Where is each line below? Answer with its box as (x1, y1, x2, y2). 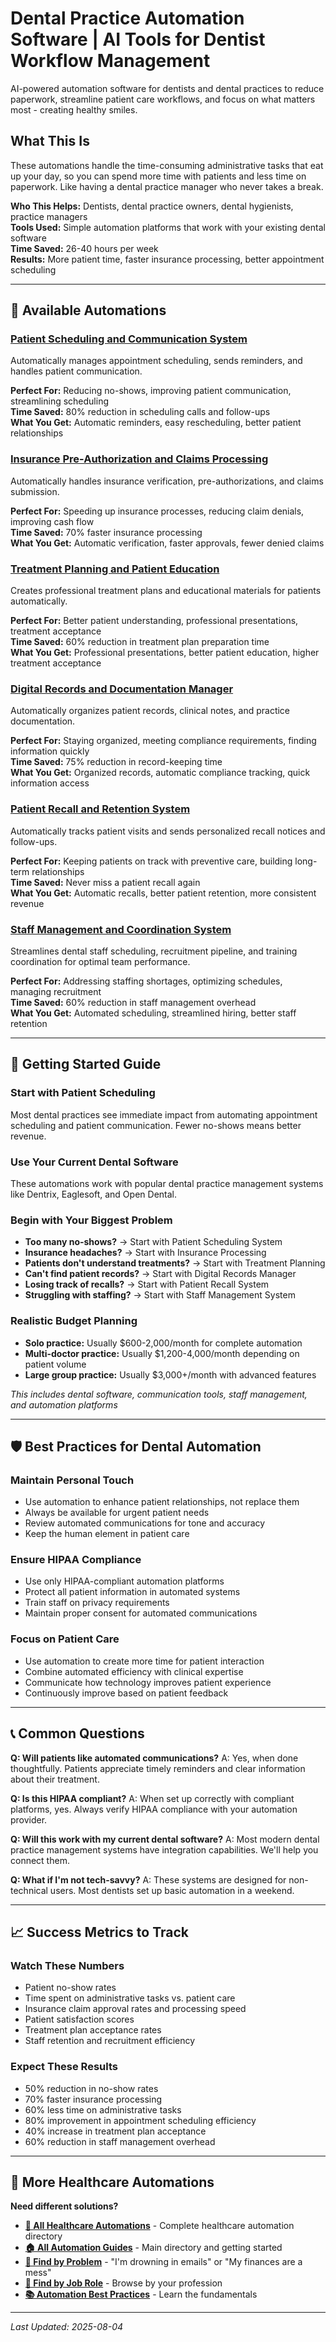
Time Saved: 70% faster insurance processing (10, 526, 203, 538)
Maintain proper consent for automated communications (24, 1607, 258, 1619)
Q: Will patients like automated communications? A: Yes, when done (10, 1752, 299, 1764)
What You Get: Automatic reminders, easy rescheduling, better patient (10, 417, 302, 429)
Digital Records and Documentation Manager (10, 682, 234, 696)
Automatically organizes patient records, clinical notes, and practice (10, 705, 291, 717)
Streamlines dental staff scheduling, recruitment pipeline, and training (10, 945, 298, 957)
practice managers (10, 210, 88, 222)
